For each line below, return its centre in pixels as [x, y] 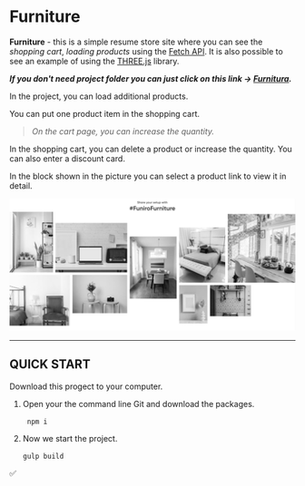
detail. [21, 185]
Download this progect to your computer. [86, 386]
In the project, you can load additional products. [99, 96]
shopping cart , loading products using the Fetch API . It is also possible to [146, 51]
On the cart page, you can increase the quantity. [123, 131]
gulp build [43, 456]
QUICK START [50, 364]
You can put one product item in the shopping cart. [104, 113]
